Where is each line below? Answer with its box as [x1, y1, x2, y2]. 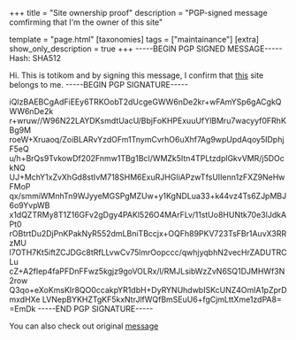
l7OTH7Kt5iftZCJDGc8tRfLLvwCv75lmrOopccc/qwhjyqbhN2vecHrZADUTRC [9, 247, 287, 258]
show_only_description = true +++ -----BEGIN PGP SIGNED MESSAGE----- [9, 43, 283, 54]
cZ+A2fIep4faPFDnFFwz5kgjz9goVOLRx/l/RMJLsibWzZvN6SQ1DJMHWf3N [9, 266, 285, 276]
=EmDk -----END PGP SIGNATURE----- [9, 304, 154, 313]
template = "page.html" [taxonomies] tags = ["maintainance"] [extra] [9, 35, 259, 44]
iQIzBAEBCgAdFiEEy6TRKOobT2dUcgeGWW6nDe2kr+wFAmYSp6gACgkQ [9, 97, 282, 107]
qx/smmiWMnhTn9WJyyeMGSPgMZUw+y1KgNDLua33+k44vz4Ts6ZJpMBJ [9, 190, 287, 201]
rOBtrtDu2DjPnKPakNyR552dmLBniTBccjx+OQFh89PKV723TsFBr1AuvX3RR [9, 228, 287, 238]
